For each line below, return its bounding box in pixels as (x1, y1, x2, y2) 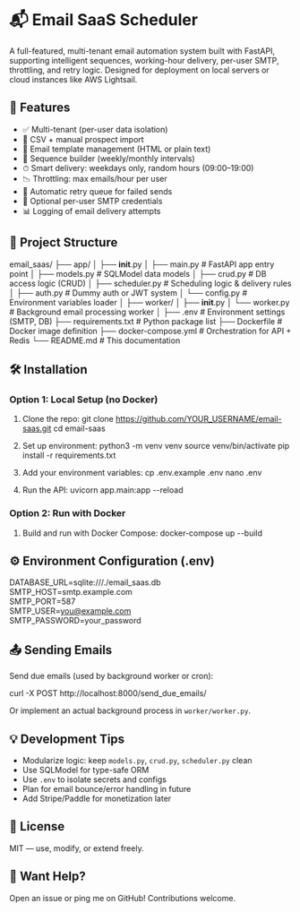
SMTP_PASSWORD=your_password (9, 615, 141, 626)
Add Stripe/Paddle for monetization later (21, 793, 172, 804)
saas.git (21, 423, 52, 434)
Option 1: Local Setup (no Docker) (9, 393, 159, 406)
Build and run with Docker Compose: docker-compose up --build (21, 528, 262, 538)
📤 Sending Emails (9, 642, 113, 658)
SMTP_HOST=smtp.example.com (9, 587, 133, 598)
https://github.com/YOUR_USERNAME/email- (115, 414, 282, 425)
